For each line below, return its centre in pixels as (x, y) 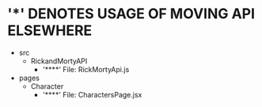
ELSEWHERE (50, 31)
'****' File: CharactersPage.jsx (92, 94)
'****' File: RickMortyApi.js (86, 69)
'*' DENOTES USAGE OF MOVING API (131, 14)
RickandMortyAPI (59, 61)
